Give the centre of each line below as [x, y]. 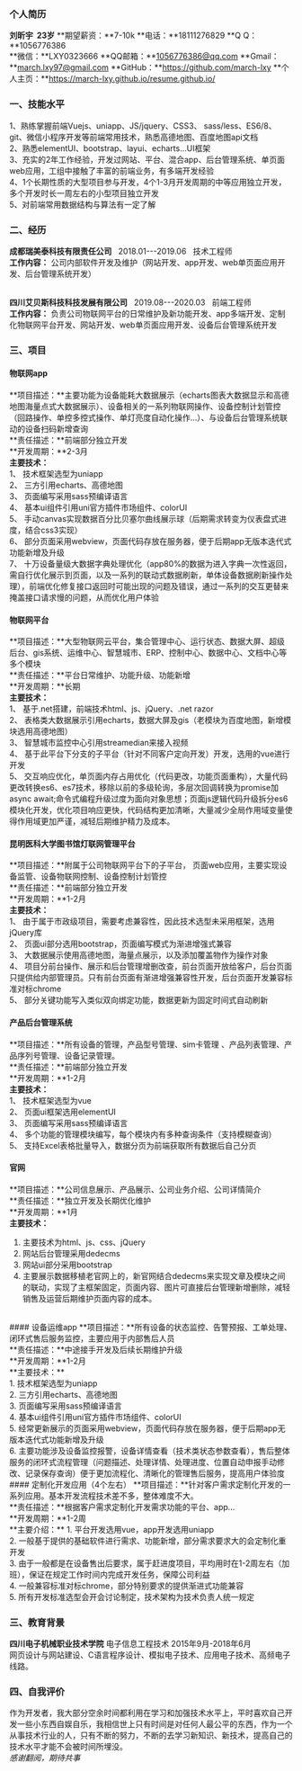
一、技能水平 [37, 104]
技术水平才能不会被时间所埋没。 [68, 1747]
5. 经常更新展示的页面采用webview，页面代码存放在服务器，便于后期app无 [147, 1428]
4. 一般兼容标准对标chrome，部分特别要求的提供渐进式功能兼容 [127, 1586]
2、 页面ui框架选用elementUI [63, 1112]
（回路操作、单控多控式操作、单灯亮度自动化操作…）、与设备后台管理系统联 [149, 418]
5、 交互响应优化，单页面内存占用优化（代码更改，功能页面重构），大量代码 [149, 776]
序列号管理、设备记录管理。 [68, 1055]
